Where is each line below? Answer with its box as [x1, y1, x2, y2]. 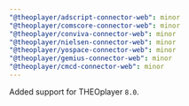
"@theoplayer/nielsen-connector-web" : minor [9, 37, 177, 47]
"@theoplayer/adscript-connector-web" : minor [9, 12, 180, 22]
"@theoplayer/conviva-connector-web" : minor [9, 29, 177, 38]
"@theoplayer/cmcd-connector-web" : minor [9, 63, 165, 72]
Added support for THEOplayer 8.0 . [9, 86, 139, 97]
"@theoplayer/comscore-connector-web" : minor [9, 21, 180, 30]
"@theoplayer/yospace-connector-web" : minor [9, 46, 177, 55]
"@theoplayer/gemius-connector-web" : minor [9, 54, 173, 63]
